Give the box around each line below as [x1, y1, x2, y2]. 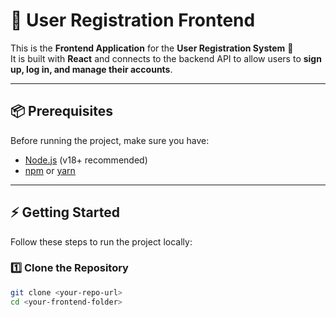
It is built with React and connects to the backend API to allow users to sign [10, 52, 322, 64]
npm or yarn [24, 164, 76, 176]
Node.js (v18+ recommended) [24, 154, 148, 166]
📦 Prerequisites [10, 103, 114, 120]
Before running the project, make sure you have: [10, 134, 210, 146]
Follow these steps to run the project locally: [10, 235, 193, 248]
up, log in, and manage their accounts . [10, 63, 173, 75]
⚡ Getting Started [10, 204, 120, 221]
